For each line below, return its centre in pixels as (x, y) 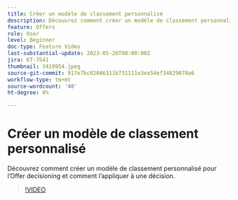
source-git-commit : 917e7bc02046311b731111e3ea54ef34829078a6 (101, 73)
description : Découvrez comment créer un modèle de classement (103, 20)
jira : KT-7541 (28, 60)
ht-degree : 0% (28, 93)
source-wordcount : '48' (42, 86)
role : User (23, 34)
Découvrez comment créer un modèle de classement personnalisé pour (112, 169)
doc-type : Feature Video (44, 47)
